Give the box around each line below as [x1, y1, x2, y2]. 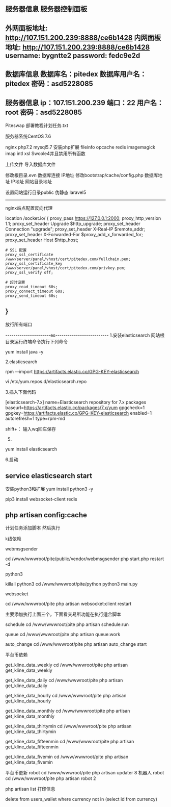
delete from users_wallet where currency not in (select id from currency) [5, 796, 158, 802]
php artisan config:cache [5, 511, 88, 519]
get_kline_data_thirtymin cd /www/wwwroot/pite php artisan [5, 723, 132, 729]
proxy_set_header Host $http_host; [5, 237, 79, 243]
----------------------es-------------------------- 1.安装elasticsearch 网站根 [5, 332, 164, 338]
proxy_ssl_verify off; [5, 270, 53, 275]
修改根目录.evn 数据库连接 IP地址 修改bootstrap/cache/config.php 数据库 [5, 172, 158, 178]
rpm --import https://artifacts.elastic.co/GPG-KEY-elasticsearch [5, 368, 139, 374]
